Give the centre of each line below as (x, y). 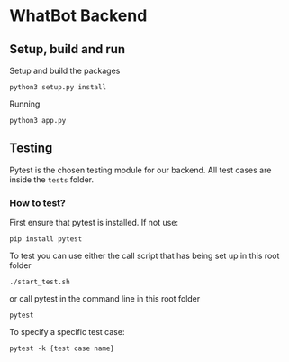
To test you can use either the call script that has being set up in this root (144, 256)
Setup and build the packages (65, 70)
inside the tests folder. (52, 179)
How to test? (37, 202)
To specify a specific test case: (67, 332)
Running (25, 104)
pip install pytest (46, 239)
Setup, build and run (68, 49)
